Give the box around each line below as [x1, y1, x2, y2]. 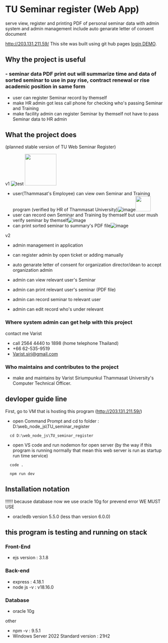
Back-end [5, 567, 30, 574]
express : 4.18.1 [12, 578, 44, 584]
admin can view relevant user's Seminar [12, 277, 96, 283]
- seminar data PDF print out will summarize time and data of [5, 71, 157, 78]
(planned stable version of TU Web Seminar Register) [5, 144, 116, 150]
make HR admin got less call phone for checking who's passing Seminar [12, 100, 163, 106]
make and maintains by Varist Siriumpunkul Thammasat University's [12, 375, 154, 381]
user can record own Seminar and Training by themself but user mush [12, 212, 158, 218]
